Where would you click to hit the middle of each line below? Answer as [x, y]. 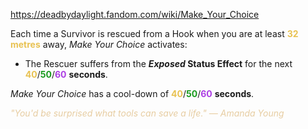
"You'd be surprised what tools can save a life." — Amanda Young [147, 113]
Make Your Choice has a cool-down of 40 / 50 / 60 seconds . [132, 93]
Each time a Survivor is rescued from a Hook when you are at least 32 [154, 33]
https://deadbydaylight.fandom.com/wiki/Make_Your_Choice [135, 14]
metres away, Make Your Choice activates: [99, 44]
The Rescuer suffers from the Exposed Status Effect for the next [158, 63]
